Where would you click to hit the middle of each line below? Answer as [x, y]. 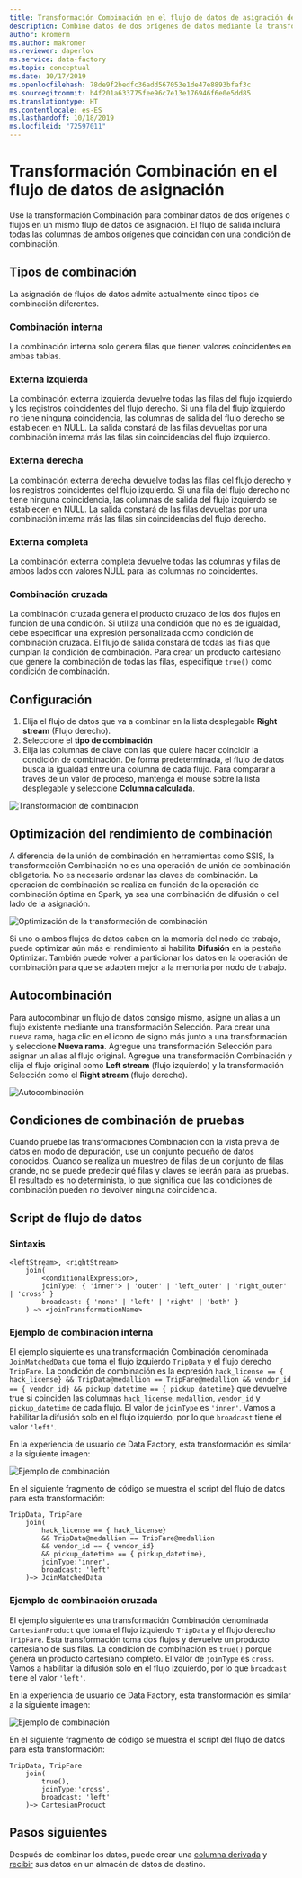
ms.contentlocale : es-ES [56, 110]
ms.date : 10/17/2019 [48, 77]
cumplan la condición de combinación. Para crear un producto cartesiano [145, 652]
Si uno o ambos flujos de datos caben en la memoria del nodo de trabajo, [145, 939]
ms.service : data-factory [58, 59]
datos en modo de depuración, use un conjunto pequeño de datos [132, 1152]
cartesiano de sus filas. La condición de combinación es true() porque [141, 1648]
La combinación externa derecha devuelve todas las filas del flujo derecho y [151, 480]
